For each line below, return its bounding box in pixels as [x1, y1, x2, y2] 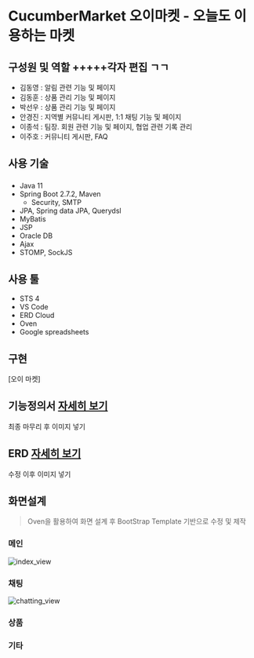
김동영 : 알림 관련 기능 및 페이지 [19, 83, 116, 92]
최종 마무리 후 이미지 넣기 [8, 422, 86, 431]
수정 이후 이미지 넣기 [8, 469, 71, 479]
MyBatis [19, 214, 46, 224]
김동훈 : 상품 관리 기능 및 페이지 [19, 93, 116, 102]
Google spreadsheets [19, 327, 89, 337]
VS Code [19, 302, 49, 312]
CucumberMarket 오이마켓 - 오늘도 [8, 7, 231, 25]
